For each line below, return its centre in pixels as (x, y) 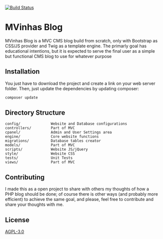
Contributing (25, 177)
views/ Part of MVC (40, 162)
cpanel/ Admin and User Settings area (58, 132)
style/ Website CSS (40, 154)
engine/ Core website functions (52, 137)
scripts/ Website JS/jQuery (47, 149)
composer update (21, 98)
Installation (22, 71)
